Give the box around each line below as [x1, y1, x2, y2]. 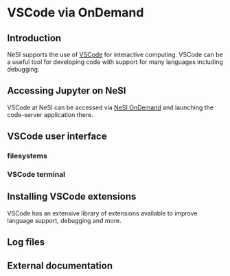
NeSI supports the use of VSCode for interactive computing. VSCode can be [7, 50, 223, 59]
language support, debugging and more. [7, 216, 122, 224]
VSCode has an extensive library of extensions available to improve [7, 209, 198, 217]
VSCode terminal [7, 170, 65, 180]
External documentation [7, 259, 113, 271]
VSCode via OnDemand [7, 5, 144, 21]
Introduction [7, 32, 62, 44]
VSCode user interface [7, 131, 108, 142]
